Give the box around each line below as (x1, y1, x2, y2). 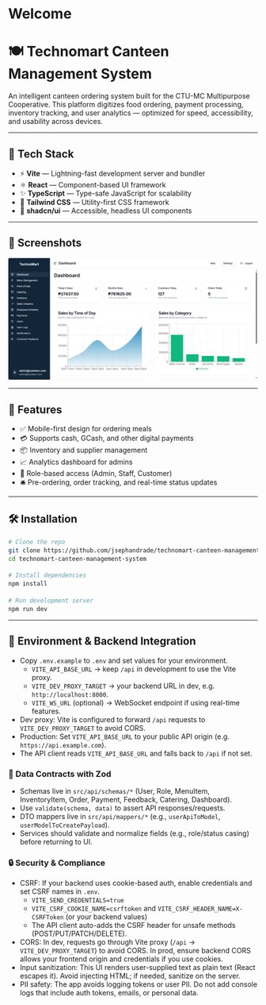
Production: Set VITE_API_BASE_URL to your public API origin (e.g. (19, 732, 230, 741)
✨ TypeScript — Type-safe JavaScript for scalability (19, 188, 192, 198)
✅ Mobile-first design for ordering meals (19, 424, 152, 434)
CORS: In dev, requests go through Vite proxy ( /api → (19, 937, 196, 947)
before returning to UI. (19, 837, 93, 846)
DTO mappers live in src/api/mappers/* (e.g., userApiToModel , (19, 811, 221, 821)
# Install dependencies (8, 571, 87, 580)
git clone (8, 546, 41, 555)
